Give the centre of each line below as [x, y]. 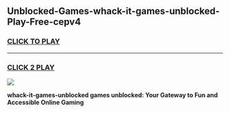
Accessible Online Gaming [46, 102]
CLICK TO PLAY [34, 42]
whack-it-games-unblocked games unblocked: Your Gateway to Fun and [113, 95]
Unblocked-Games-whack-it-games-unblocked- [114, 11]
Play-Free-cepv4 [44, 22]
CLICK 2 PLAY [31, 67]
